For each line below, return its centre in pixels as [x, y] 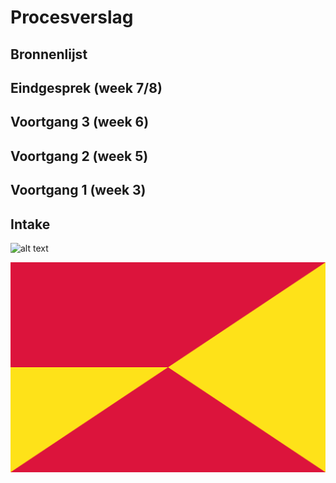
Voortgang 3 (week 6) [80, 122]
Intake [30, 224]
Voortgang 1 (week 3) [78, 190]
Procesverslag [72, 17]
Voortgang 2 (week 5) [79, 156]
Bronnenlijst [49, 54]
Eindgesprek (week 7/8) [86, 87]
